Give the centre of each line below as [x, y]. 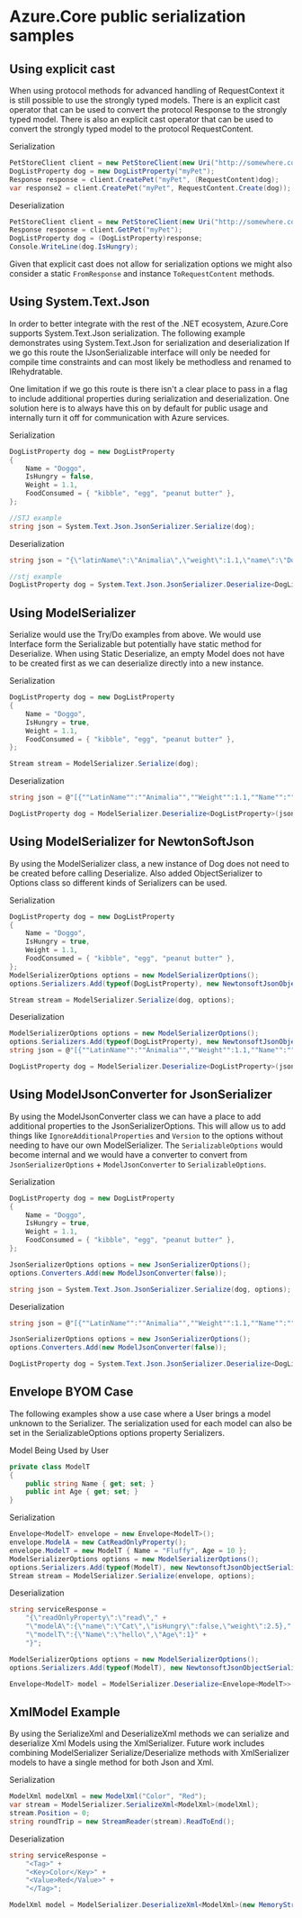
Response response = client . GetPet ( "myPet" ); [96, 230]
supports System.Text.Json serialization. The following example [127, 333]
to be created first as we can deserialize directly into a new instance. [137, 663]
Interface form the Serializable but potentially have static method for [136, 644]
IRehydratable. [36, 371]
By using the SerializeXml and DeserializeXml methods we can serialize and [149, 1734]
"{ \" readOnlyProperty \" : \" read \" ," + [96, 1618]
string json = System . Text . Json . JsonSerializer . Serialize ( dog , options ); [151, 1289]
